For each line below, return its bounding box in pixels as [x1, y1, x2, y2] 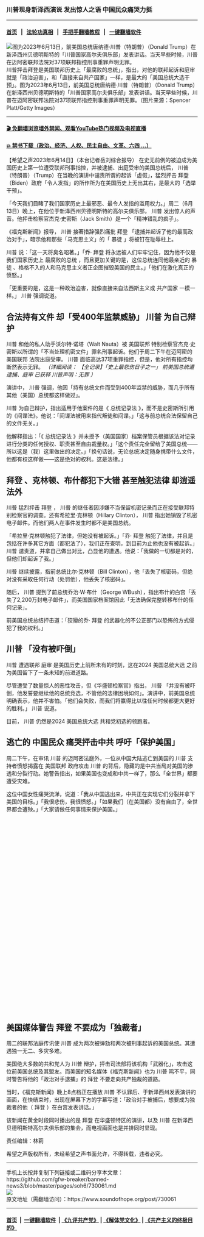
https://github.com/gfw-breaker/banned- [6, 1175, 109, 1183]
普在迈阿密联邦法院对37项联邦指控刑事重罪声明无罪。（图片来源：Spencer [6, 96, 191, 104]
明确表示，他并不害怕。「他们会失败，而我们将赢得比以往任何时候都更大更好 [6, 697, 195, 704]
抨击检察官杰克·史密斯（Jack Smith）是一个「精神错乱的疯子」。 [22, 215, 182, 223]
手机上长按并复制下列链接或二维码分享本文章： [6, 1169, 123, 1176]
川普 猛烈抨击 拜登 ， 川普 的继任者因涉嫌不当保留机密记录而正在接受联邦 [6, 504, 189, 511]
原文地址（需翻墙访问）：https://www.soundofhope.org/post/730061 [6, 1196, 177, 1203]
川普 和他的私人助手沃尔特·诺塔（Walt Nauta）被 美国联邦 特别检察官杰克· [6, 340, 191, 348]
